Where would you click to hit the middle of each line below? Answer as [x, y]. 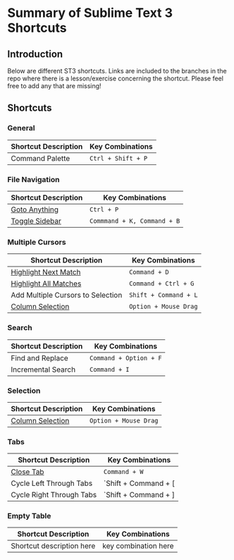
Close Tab [27, 472]
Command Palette [41, 158]
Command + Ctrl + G [162, 284]
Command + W [123, 472]
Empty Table [29, 516]
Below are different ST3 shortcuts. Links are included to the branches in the [117, 71]
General [21, 128]
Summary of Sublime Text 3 [90, 13]
